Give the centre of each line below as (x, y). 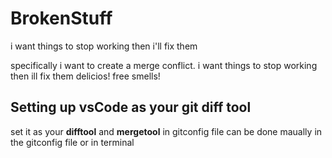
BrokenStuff (61, 18)
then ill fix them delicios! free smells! (85, 76)
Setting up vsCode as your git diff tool (131, 107)
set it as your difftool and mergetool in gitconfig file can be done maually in (166, 131)
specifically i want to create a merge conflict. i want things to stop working (164, 65)
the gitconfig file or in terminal (72, 142)
